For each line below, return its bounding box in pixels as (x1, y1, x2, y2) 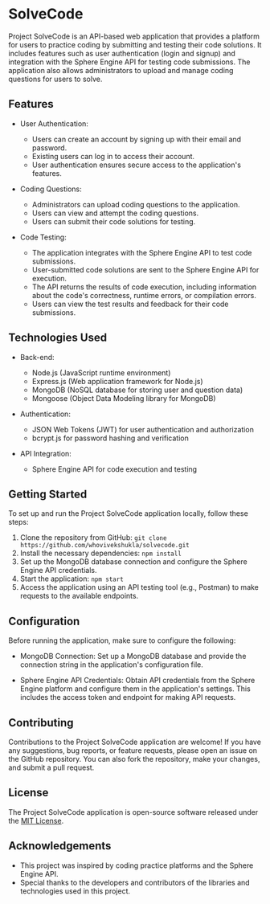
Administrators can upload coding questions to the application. (31, 199, 240, 209)
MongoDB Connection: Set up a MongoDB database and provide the (19, 652, 247, 661)
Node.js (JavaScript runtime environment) (31, 367, 171, 378)
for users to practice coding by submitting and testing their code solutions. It (8, 39, 262, 49)
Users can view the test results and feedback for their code (31, 299, 229, 309)
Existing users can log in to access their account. (31, 151, 195, 161)
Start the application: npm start (19, 574, 125, 583)
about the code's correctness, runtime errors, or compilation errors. (31, 290, 257, 300)
